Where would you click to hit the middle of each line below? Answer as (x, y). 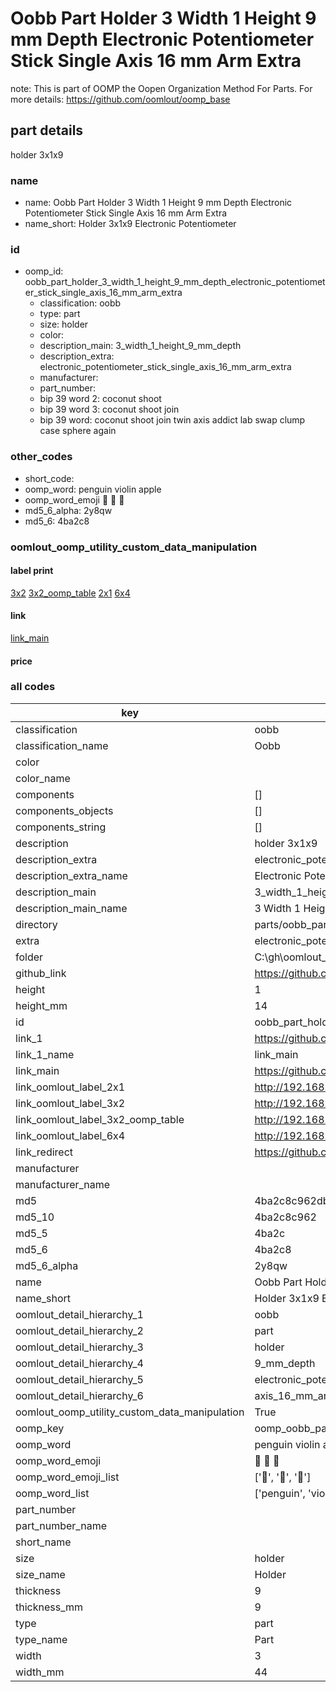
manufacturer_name (63, 1184)
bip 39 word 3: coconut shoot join (109, 409)
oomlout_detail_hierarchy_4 (79, 1363)
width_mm (40, 1672)
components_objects (64, 810)
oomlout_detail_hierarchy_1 (79, 1314)
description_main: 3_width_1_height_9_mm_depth (140, 346)
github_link (41, 973)
